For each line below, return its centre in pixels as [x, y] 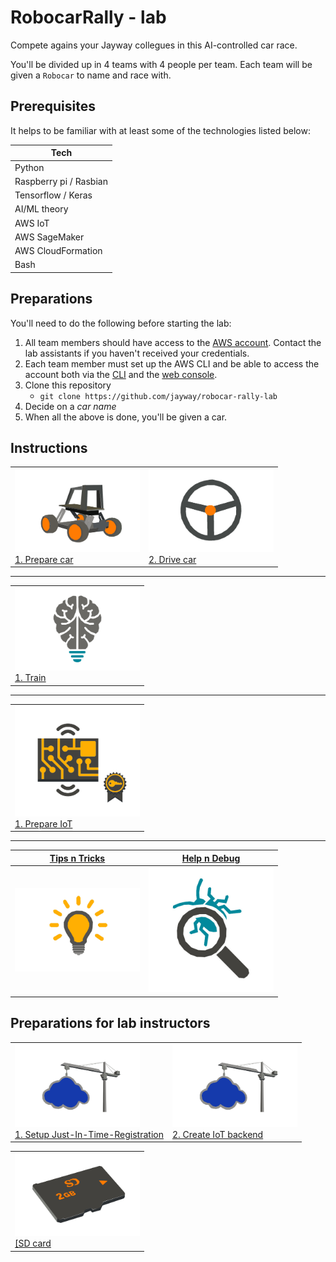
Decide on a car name [70, 406]
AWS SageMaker [49, 237]
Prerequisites [53, 106]
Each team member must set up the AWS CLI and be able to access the [172, 363]
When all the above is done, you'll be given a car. [126, 417]
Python [29, 167]
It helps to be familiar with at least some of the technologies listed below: [160, 130]
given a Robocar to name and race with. [91, 75]
